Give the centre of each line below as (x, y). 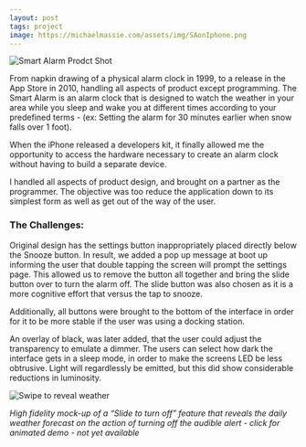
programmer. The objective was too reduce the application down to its (142, 192)
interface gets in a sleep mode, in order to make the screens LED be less (146, 358)
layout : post (34, 18)
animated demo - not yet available (74, 432)
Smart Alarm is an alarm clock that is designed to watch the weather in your (152, 98)
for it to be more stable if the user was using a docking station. (127, 321)
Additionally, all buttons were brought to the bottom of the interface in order (152, 311)
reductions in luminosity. (56, 378)
